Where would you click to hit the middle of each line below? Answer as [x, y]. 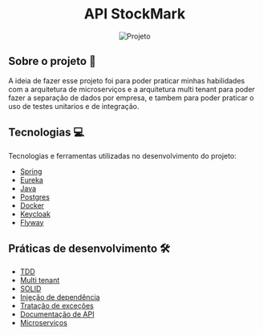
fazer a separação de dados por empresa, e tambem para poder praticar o [131, 98]
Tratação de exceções [57, 306]
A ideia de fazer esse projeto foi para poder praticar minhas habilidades [127, 80]
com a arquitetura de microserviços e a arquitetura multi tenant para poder [131, 89]
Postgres [35, 196]
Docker [32, 205]
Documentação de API [57, 314]
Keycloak [35, 214]
